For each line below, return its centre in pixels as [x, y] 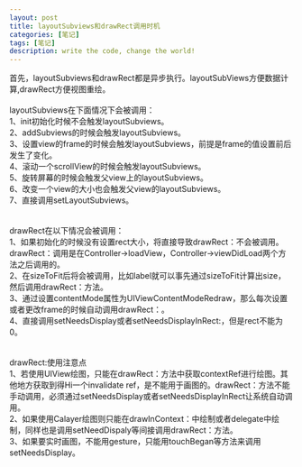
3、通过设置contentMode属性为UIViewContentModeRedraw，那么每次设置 [149, 298]
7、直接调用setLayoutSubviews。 [72, 200]
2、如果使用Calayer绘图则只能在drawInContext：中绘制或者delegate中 [141, 419]
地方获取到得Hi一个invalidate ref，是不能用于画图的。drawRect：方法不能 [153, 385]
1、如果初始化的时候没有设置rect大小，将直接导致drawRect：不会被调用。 [146, 242]
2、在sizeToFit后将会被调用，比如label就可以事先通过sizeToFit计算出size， [148, 276]
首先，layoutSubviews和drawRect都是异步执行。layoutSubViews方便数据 [145, 78]
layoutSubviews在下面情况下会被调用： [82, 110]
